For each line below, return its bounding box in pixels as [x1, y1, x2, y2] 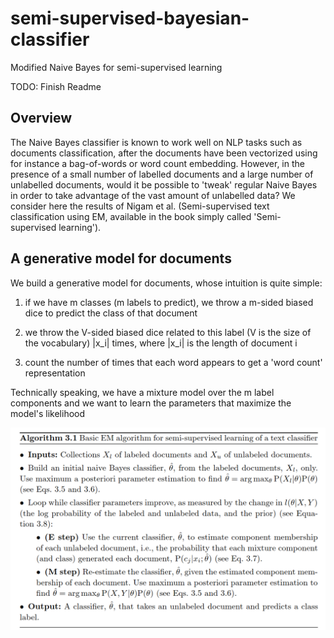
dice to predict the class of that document [24, 307, 198, 319]
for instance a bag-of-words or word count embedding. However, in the [10, 157, 305, 169]
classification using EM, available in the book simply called [10, 210, 252, 222]
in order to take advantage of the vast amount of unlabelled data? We [10, 189, 296, 201]
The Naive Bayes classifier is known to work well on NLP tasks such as [10, 136, 303, 148]
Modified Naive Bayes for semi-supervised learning [10, 61, 223, 73]
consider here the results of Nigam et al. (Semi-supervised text [10, 200, 270, 212]
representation [24, 367, 86, 379]
